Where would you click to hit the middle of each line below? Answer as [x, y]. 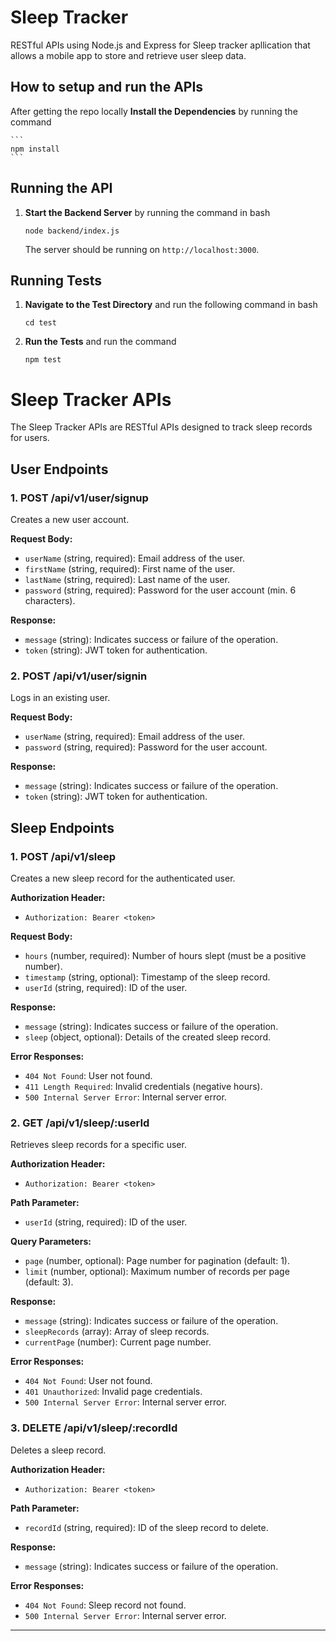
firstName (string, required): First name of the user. [130, 569]
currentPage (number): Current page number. [118, 1342]
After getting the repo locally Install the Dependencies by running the [154, 111]
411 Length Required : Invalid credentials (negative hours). [143, 1086]
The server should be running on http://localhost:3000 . [142, 249]
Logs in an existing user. [60, 698]
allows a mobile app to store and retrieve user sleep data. [128, 55]
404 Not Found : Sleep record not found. [105, 1605]
